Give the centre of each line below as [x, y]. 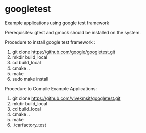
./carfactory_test [29, 125]
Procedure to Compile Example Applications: [51, 88]
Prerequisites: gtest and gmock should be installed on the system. [73, 32]
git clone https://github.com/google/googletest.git [64, 52]
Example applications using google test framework [57, 23]
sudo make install [30, 79]
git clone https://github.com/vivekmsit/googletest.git [66, 98]
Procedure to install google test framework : [50, 42]
